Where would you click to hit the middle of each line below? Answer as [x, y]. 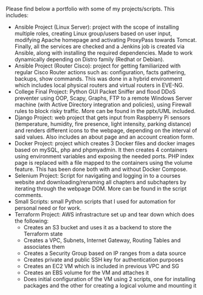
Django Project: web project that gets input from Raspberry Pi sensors [102, 117]
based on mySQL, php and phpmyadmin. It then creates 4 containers [101, 150]
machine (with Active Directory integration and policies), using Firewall [103, 105]
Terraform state [43, 234]
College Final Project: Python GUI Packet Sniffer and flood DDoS [95, 92]
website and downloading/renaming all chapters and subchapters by [100, 182]
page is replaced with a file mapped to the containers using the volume [103, 163]
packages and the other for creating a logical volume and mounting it [110, 286]
